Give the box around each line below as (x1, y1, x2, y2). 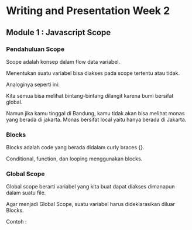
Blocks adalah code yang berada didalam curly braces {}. (6, 144, 145, 151)
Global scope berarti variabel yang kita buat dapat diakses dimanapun (6, 183, 175, 190)
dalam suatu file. (6, 189, 46, 197)
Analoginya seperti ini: (6, 81, 60, 88)
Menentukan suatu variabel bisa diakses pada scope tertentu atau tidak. (6, 69, 180, 77)
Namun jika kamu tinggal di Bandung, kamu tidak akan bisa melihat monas (6, 109, 185, 116)
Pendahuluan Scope (6, 45, 65, 53)
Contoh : (6, 218, 27, 225)
